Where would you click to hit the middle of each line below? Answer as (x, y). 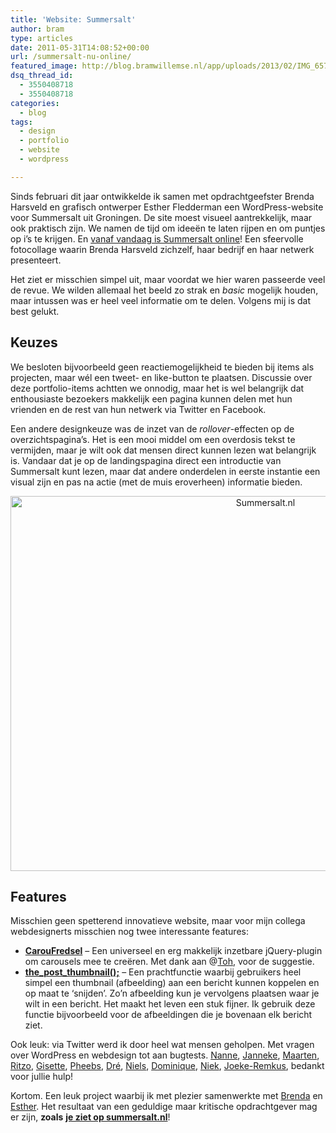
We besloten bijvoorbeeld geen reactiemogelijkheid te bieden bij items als (162, 367)
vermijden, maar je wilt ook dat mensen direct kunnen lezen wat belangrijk (163, 450)
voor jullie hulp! (42, 1077)
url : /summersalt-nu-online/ (71, 57)
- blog (33, 112)
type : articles (42, 38)
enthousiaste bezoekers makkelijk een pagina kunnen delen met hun (151, 398)
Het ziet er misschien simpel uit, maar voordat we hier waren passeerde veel (168, 279)
